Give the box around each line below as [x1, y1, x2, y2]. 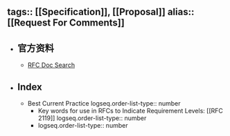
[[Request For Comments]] [7, 17, 125, 29]
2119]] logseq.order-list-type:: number [37, 114, 147, 122]
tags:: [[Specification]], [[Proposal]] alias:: [7, 6, 195, 18]
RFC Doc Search [27, 61, 75, 69]
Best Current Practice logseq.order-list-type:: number [27, 99, 181, 108]
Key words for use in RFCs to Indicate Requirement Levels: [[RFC [37, 107, 224, 115]
